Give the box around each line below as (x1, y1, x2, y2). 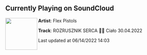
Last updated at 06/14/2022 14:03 (38, 37, 110, 43)
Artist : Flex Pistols (38, 17, 77, 23)
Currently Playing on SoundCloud (5, 4, 114, 13)
